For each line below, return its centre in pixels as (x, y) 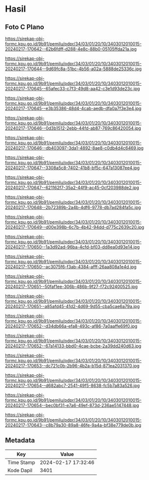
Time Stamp (21, 462)
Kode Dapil (20, 470)
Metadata (20, 440)
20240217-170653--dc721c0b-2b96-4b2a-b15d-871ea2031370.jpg (72, 366)
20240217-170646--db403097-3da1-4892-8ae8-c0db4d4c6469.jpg (74, 148)
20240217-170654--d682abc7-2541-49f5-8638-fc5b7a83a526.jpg (73, 385)
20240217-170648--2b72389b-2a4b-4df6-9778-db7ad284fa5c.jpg (73, 207)
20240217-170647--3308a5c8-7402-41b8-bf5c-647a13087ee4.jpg (72, 168)
